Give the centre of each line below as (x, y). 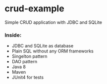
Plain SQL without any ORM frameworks (53, 51)
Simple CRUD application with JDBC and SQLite (53, 22)
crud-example (35, 9)
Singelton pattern (29, 56)
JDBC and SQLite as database (43, 46)
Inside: (13, 35)
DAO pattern (25, 62)
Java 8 (19, 67)
